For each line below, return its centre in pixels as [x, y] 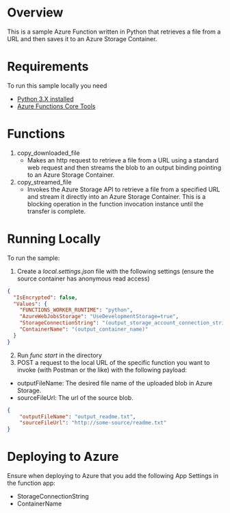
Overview [35, 13]
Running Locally [54, 239]
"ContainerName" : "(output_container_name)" [84, 329]
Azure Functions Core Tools [56, 106]
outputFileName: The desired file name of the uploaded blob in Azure [115, 383]
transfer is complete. [56, 211]
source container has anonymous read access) [84, 278]
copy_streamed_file [44, 182]
